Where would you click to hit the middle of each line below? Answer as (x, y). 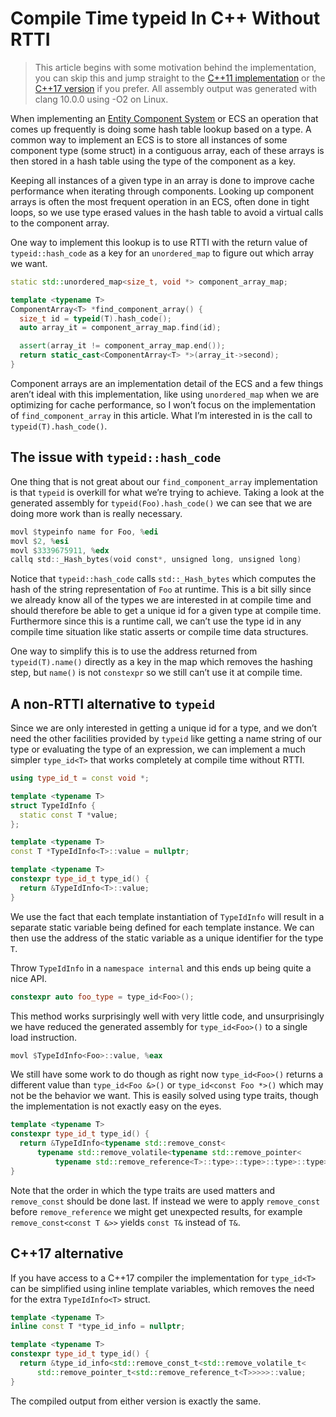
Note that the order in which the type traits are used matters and (143, 1190)
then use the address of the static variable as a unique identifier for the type (167, 938)
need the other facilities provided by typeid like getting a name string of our (166, 739)
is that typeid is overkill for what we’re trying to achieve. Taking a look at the (167, 492)
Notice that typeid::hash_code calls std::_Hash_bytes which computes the (163, 579)
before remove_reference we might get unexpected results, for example (156, 1211)
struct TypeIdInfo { (53, 805)
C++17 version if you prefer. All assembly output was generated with (175, 88)
